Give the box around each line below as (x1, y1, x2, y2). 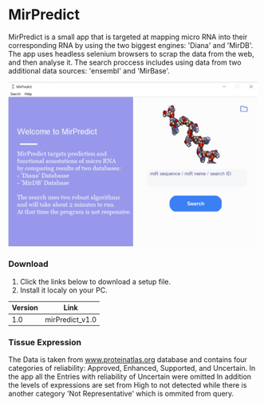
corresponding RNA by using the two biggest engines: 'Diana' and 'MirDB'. (8, 40, 254, 50)
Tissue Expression (8, 337, 82, 348)
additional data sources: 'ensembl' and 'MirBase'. (8, 66, 170, 75)
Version (11, 303, 38, 312)
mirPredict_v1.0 (45, 314, 97, 324)
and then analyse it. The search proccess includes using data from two (8, 58, 242, 67)
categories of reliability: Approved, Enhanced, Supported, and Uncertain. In (8, 364, 256, 373)
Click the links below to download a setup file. (19, 277, 171, 286)
